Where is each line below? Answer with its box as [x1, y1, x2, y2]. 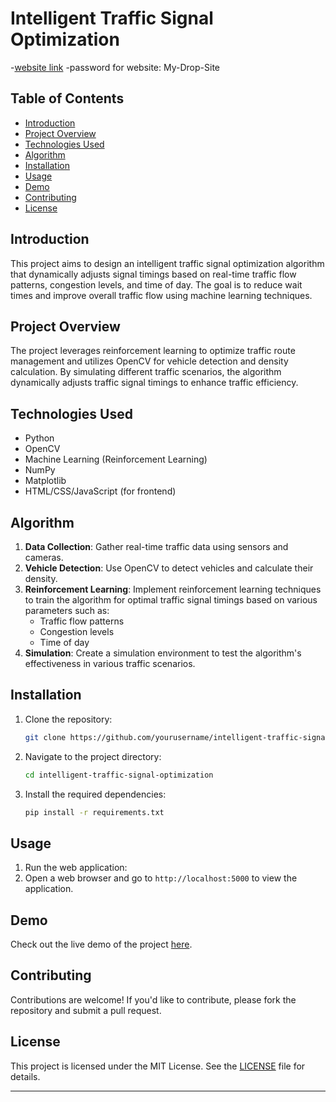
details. [10, 1070, 41, 1082]
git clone [24, 732, 67, 742]
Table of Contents [10, 90, 125, 107]
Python [24, 432, 55, 444]
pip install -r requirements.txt [24, 807, 165, 817]
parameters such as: [24, 605, 110, 616]
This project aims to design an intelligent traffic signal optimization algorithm [10, 257, 325, 269]
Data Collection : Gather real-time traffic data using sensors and [24, 541, 289, 552]
